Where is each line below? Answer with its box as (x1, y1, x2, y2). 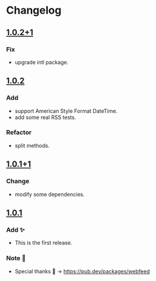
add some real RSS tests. (14, 114, 77, 121)
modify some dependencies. (14, 191, 85, 198)
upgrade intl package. (14, 58, 69, 65)
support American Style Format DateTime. (14, 107, 117, 114)
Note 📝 (6, 254, 26, 263)
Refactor (6, 129, 32, 137)
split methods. (14, 142, 50, 149)
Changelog (6, 4, 62, 17)
